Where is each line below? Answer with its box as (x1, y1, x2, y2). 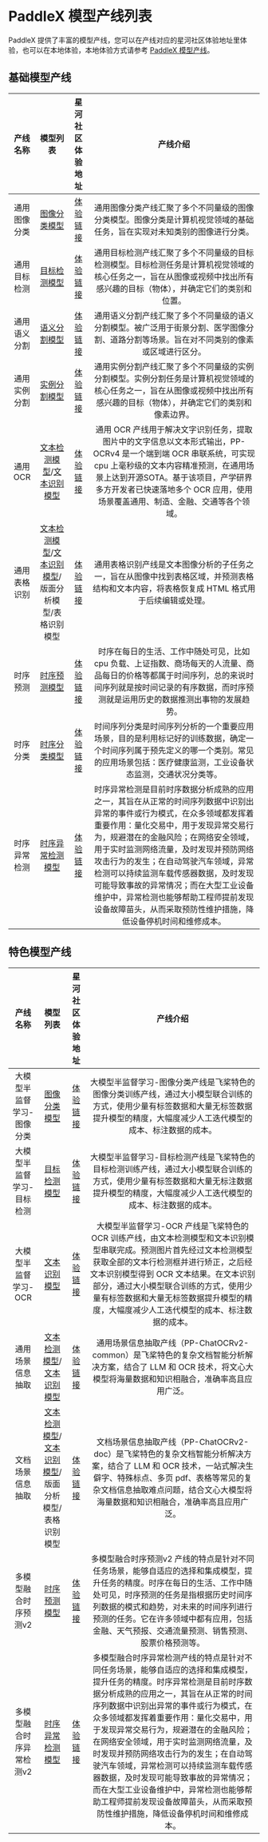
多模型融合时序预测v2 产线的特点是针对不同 (90, 1553, 255, 1564)
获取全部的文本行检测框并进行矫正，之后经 (93, 1256, 253, 1267)
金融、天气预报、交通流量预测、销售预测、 (93, 1625, 253, 1636)
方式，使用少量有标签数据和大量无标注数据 (93, 1175, 253, 1186)
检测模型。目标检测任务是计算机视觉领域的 (94, 259, 254, 270)
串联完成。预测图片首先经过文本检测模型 (100, 1244, 253, 1255)
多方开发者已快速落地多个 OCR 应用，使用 (95, 484, 253, 495)
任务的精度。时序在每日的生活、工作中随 (100, 1577, 253, 1588)
